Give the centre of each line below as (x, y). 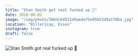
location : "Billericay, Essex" (39, 24)
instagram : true (22, 29)
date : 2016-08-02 (24, 15)
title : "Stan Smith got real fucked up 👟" (51, 10)
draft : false (19, 34)
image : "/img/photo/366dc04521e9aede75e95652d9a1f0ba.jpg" (70, 19)
